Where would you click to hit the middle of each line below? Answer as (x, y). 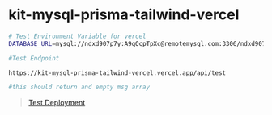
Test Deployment (57, 103)
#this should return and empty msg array (79, 87)
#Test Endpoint (34, 58)
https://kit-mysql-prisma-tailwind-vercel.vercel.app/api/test (117, 73)
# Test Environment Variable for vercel (78, 36)
